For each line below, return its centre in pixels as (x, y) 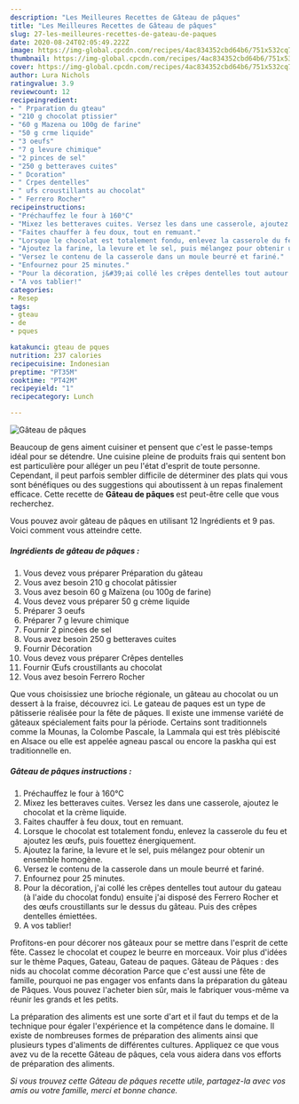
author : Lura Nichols (50, 75)
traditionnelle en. (41, 751)
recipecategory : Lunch (52, 397)
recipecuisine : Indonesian (60, 364)
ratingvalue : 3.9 (42, 83)
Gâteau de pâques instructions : (71, 771)
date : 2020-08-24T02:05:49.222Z (70, 42)
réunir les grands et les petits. (64, 999)
